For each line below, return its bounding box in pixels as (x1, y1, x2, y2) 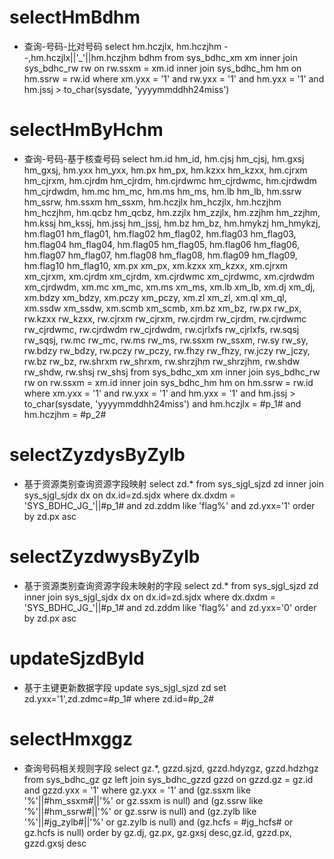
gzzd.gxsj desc (23, 837, 87, 849)
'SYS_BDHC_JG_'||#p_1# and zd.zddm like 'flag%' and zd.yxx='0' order (23, 601, 317, 613)
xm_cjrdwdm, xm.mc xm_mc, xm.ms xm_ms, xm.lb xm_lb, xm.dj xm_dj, (23, 281, 316, 293)
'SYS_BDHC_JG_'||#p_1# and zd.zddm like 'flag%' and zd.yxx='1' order (23, 499, 316, 511)
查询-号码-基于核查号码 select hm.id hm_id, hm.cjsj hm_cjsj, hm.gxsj (23, 152, 305, 165)
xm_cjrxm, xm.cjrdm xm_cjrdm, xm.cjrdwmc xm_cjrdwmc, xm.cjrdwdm (23, 270, 316, 282)
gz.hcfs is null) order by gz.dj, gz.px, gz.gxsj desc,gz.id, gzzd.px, (23, 826, 292, 838)
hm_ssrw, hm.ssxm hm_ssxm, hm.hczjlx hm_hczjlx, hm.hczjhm (23, 196, 282, 208)
